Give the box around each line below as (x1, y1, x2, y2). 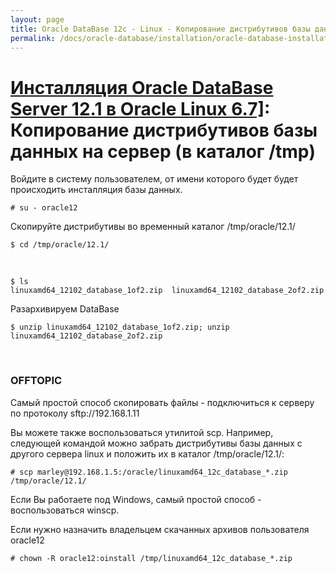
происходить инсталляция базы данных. (10, 184, 183, 196)
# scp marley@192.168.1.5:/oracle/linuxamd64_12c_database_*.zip (10, 467, 288, 477)
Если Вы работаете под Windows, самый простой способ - (10, 493, 262, 505)
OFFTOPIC (10, 374, 63, 388)
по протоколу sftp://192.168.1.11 (10, 407, 140, 419)
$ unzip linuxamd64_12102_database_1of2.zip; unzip (10, 322, 230, 333)
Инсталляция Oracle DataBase (10, 76, 274, 99)
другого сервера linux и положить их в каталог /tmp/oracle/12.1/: (10, 447, 285, 460)
